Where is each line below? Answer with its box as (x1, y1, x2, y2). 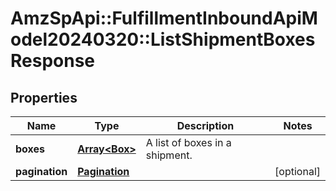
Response (10, 50, 96, 72)
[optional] (274, 165, 321, 178)
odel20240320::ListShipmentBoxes (10, 28, 316, 51)
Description (176, 119, 235, 132)
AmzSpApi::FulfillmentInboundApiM (10, 7, 318, 30)
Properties (10, 89, 78, 106)
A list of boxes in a (145, 136, 232, 149)
